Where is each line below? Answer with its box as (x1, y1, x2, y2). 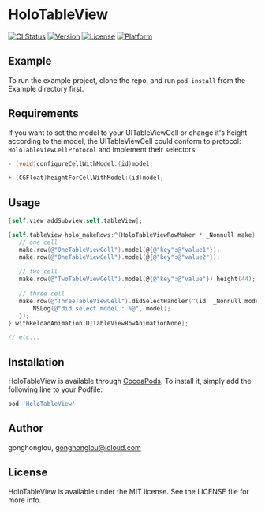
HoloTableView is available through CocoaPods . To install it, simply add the (8, 377, 252, 386)
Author (8, 422, 43, 435)
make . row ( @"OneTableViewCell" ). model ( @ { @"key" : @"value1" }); (18, 246, 221, 254)
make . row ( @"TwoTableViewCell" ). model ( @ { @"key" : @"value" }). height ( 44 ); (18, 275, 256, 284)
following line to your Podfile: (8, 385, 103, 394)
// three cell (18, 290, 65, 298)
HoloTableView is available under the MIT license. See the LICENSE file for (8, 487, 250, 496)
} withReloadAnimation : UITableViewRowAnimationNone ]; (8, 319, 189, 327)
